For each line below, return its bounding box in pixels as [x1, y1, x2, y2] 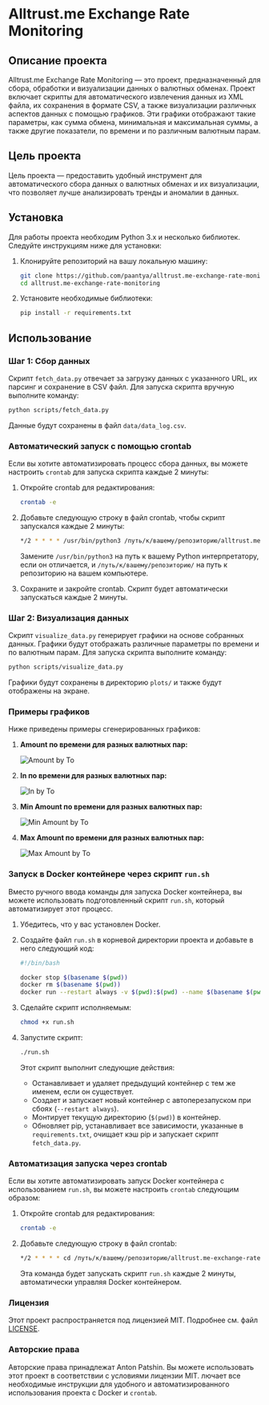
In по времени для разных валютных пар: [19, 771, 167, 781]
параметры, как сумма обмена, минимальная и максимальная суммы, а [8, 118, 259, 127]
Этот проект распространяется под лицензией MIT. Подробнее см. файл [8, 1315, 259, 1325]
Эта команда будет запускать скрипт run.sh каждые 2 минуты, [19, 1268, 236, 1278]
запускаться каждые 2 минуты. [19, 592, 128, 602]
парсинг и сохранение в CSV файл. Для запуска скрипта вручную [8, 382, 235, 391]
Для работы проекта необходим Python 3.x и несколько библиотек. [8, 232, 240, 241]
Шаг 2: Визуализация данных [8, 612, 130, 624]
